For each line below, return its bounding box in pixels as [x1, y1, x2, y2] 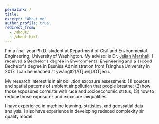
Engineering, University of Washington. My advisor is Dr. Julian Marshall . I [5, 53, 153, 59]
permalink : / [5, 7, 32, 12]
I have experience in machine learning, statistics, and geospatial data [5, 103, 143, 109]
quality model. [5, 113, 34, 119]
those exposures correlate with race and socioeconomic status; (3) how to [5, 88, 154, 94]
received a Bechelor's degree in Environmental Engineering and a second [5, 58, 152, 64]
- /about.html [9, 35, 38, 40]
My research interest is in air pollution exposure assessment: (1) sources [5, 78, 150, 83]
